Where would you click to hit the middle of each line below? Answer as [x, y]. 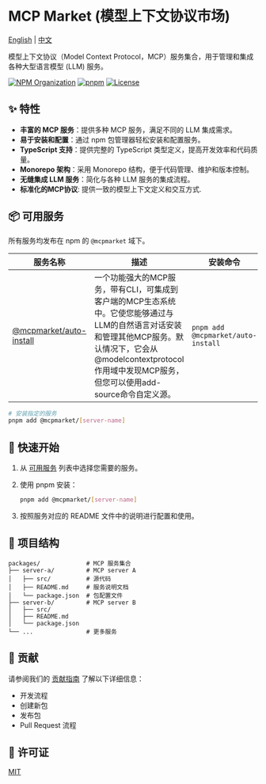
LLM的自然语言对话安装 [138, 325]
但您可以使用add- [127, 382]
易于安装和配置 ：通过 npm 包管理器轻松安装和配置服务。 [112, 139]
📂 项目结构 [34, 543]
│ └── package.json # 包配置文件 [66, 596]
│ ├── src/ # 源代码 [60, 579]
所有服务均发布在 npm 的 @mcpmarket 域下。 [79, 240]
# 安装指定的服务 [32, 413]
